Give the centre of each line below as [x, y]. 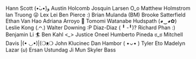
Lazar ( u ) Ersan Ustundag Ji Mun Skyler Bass [61, 50]
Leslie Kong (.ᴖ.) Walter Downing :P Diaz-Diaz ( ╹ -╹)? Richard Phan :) [91, 27]
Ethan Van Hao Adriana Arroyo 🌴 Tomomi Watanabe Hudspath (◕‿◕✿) [91, 21]
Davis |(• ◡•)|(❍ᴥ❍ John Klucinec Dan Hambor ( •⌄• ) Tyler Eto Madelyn [96, 43]
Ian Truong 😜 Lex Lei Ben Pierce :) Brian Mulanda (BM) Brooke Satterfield [96, 15]
